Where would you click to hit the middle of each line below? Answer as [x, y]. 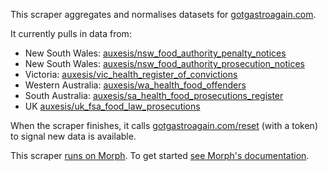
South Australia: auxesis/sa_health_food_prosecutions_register [154, 95]
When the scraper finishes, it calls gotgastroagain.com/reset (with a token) [164, 125]
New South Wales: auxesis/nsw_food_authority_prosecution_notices [165, 63]
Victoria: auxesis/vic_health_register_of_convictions [131, 74]
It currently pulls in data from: [71, 33]
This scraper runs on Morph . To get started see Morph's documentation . [160, 155]
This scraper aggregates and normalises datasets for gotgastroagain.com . [163, 14]
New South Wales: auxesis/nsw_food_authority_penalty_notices [155, 53]
